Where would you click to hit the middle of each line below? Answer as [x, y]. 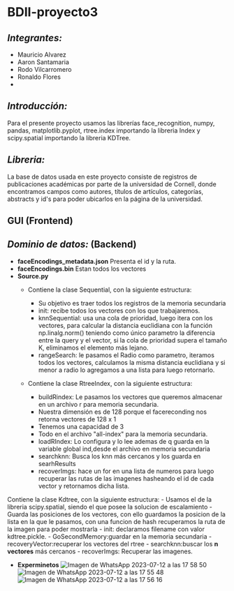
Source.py [33, 276]
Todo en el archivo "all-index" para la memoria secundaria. [123, 434]
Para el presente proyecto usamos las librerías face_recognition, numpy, [111, 123]
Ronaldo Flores [39, 77]
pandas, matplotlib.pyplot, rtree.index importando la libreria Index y [104, 130]
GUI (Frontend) [40, 221]
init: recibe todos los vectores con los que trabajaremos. [119, 311]
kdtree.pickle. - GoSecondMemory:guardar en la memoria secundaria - [109, 536]
